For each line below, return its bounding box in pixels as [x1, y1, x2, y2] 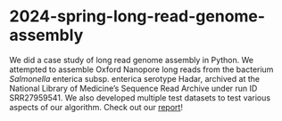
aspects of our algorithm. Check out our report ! [9, 101, 183, 112]
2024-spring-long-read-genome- [9, 6, 266, 27]
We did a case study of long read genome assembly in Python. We [9, 54, 254, 65]
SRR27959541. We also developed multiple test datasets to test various [9, 92, 270, 103]
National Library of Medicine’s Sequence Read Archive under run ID [9, 83, 258, 93]
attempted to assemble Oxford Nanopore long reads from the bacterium [9, 64, 274, 75]
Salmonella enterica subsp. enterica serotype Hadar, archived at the [9, 73, 261, 84]
